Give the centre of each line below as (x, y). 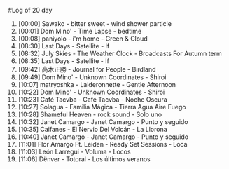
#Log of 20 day (30, 10)
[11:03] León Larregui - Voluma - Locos (75, 151)
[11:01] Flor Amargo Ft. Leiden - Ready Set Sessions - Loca (103, 144)
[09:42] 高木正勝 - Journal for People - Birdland (87, 69)
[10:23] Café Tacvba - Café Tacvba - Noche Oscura (92, 100)
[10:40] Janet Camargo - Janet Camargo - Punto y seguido (103, 137)
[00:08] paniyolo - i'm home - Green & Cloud (83, 39)
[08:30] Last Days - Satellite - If (64, 46)
